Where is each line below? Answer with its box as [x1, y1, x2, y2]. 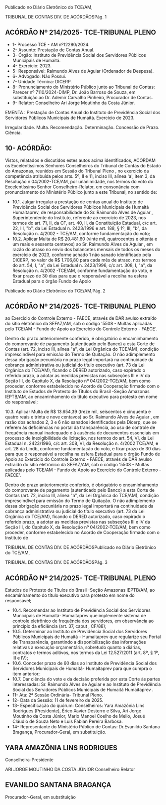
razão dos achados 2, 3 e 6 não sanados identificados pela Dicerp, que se [5, 419, 157, 425]
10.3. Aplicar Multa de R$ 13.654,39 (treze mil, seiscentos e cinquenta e [5, 408, 151, 415]
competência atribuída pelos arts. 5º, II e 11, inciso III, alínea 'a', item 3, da [5, 173, 155, 179]
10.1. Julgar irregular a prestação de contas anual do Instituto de [12, 199, 143, 205]
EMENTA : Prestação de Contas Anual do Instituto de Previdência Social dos [5, 109, 161, 115]
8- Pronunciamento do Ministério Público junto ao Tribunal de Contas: [12, 84, 155, 90]
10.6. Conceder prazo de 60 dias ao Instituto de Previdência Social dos [12, 660, 157, 667]
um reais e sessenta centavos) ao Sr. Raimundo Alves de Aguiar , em [12, 241, 153, 247]
